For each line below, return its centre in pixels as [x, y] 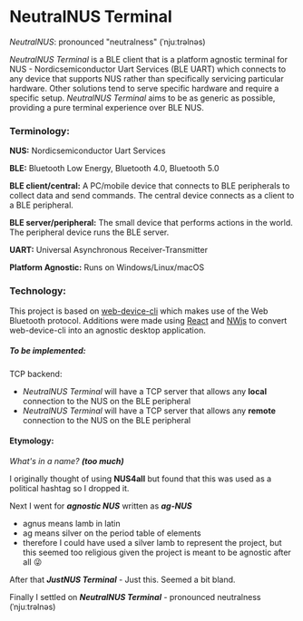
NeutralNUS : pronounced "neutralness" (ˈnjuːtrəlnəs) [108, 42]
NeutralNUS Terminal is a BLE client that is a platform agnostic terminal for [149, 59]
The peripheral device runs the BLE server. [89, 232]
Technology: [38, 291]
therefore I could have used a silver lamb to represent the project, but [152, 542]
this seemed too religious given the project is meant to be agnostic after [157, 552]
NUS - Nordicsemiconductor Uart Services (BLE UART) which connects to [148, 69]
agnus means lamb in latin [71, 523]
